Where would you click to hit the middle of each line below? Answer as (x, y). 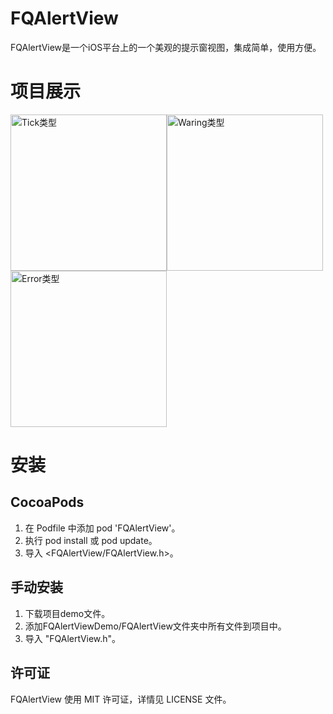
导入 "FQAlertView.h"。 (73, 638)
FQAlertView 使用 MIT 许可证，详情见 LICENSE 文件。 (121, 699)
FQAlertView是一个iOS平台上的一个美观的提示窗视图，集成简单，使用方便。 (166, 47)
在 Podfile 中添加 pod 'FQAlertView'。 (102, 528)
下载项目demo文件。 (67, 613)
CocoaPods (47, 502)
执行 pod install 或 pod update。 (91, 540)
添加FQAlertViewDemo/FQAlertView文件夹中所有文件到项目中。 (155, 626)
